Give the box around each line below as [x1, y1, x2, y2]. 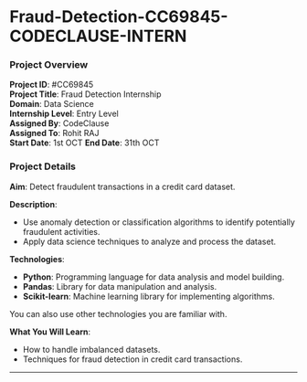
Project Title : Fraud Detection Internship [9, 89, 162, 100]
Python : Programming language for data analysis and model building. [22, 271, 285, 282]
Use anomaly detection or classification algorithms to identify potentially [22, 217, 295, 228]
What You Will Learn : [9, 326, 91, 337]
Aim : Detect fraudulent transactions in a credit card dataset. [9, 181, 236, 192]
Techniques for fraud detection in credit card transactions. [22, 354, 243, 365]
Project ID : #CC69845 [9, 80, 94, 90]
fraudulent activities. [22, 226, 101, 237]
